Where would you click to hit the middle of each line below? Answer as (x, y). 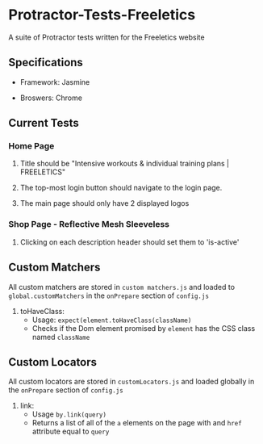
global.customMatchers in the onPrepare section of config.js (109, 295)
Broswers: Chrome (51, 98)
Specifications (46, 63)
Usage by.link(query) (69, 414)
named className (61, 337)
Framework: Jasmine (55, 82)
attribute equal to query (71, 431)
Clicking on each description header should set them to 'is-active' (129, 242)
